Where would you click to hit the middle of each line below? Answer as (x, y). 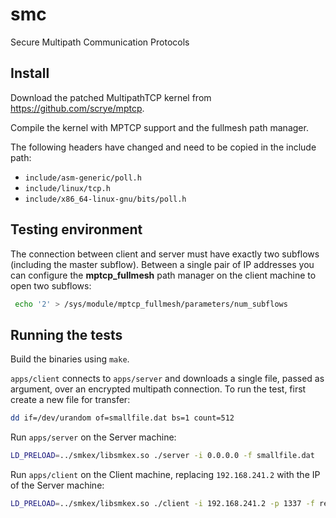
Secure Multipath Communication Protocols (100, 42)
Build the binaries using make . (70, 359)
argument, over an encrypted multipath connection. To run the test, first (158, 389)
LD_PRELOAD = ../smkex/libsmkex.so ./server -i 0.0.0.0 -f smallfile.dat (162, 456)
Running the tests (66, 334)
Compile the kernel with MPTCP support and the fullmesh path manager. (159, 127)
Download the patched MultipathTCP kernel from (111, 97)
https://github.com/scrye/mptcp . (77, 108)
